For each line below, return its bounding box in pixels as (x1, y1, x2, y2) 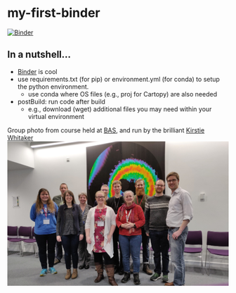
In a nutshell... (7, 49, 72, 61)
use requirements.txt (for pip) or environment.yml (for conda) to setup (17, 75, 220, 83)
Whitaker (7, 133, 34, 142)
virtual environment (27, 112, 84, 120)
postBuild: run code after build (17, 97, 105, 106)
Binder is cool (17, 67, 58, 75)
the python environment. (17, 82, 89, 91)
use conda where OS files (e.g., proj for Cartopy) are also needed (27, 89, 218, 98)
